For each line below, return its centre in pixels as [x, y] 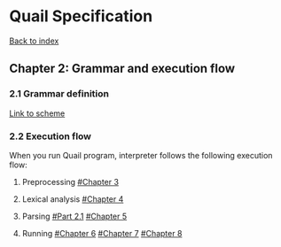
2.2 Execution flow [50, 136]
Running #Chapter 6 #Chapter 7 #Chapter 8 [102, 233]
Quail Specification [81, 16]
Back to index [34, 41]
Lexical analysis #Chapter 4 [73, 199]
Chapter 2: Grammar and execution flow [122, 69]
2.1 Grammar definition [59, 94]
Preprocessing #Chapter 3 [70, 181]
